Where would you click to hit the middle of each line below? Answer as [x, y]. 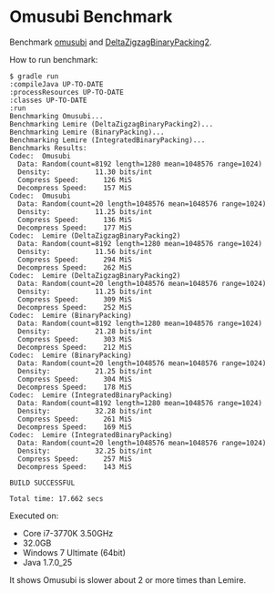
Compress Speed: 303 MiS [75, 339]
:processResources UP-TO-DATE [67, 92]
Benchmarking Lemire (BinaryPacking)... [87, 132]
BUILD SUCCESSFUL [42, 483]
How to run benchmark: [54, 59]
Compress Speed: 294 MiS [75, 260]
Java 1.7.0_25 [47, 562]
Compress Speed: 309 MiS [75, 299]
